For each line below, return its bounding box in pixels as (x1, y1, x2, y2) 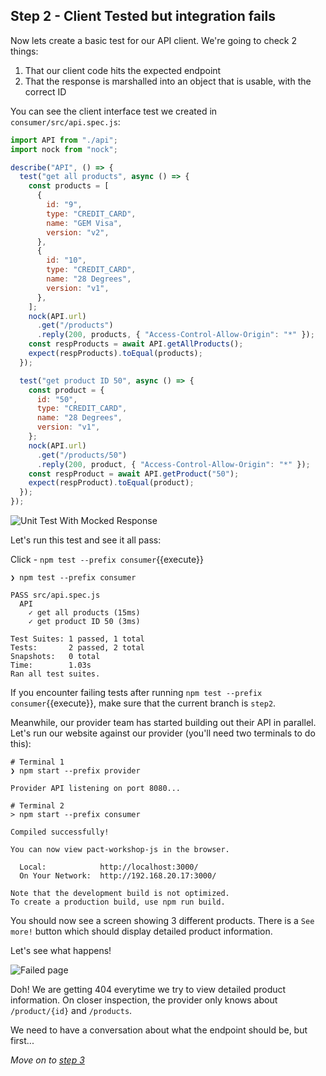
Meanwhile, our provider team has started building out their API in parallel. (10, 717, 317, 729)
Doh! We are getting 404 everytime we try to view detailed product (10, 984, 287, 996)
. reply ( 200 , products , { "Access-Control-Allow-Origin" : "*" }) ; (36, 330, 315, 340)
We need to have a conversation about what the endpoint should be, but (10, 1024, 308, 1036)
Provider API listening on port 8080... (10, 784, 182, 794)
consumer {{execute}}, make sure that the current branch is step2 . (10, 697, 277, 709)
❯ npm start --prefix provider (10, 766, 141, 776)
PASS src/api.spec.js (10, 590, 101, 601)
